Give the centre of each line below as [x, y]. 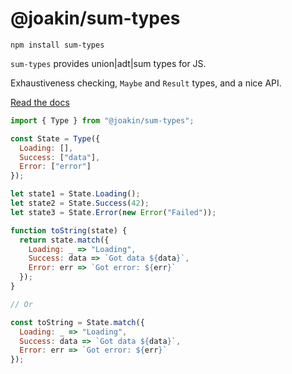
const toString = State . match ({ [77, 322]
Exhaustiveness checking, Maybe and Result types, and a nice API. [146, 83]
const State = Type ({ [55, 138]
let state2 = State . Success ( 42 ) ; [80, 203]
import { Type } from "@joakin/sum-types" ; [102, 120]
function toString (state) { [69, 230]
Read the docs [40, 102]
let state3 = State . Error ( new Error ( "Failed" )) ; [113, 212]
